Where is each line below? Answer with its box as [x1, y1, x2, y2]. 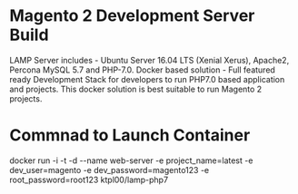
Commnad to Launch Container [9, 125, 251, 146]
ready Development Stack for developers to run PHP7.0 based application [9, 73, 285, 84]
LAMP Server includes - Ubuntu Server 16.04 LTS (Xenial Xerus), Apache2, [9, 54, 290, 65]
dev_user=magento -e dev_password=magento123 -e [9, 164, 210, 175]
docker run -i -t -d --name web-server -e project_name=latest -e [9, 155, 253, 166]
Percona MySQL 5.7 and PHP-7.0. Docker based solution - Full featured [9, 64, 275, 75]
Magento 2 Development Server [9, 5, 255, 26]
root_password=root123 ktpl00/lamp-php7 [9, 174, 169, 185]
